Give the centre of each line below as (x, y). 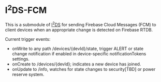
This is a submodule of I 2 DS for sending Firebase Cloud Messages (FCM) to (80, 24)
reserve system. (28, 74)
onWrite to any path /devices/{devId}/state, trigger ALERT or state (78, 49)
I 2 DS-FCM (26, 9)
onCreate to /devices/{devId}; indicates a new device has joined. (76, 64)
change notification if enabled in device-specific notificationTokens (79, 53)
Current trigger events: (28, 39)
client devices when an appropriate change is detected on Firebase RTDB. (79, 30)
